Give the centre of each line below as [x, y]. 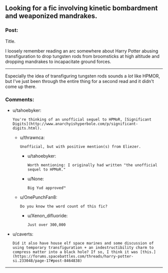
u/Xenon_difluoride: [47, 215]
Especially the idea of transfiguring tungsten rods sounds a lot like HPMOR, [82, 76]
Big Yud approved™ [46, 188]
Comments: [20, 99]
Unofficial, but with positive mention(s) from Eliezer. [80, 146]
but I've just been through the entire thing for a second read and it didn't [79, 81]
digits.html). [27, 128]
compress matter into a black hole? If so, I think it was [75, 252]
